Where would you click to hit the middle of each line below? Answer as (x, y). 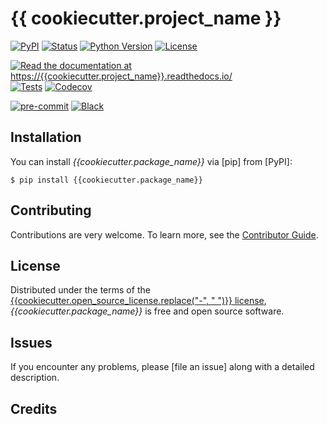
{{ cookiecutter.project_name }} (146, 18)
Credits (34, 408)
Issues (31, 342)
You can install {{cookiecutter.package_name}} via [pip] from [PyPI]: (151, 161)
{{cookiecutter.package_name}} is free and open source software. (147, 311)
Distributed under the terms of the (80, 290)
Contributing (51, 210)
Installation (46, 137)
